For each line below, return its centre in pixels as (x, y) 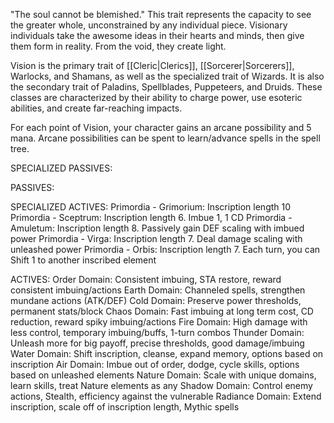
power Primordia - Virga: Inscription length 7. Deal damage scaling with (156, 238)
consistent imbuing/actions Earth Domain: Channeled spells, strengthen (158, 290)
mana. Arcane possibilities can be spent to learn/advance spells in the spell (165, 138)
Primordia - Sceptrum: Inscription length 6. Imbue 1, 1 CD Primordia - (151, 217)
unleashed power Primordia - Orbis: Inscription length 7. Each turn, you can (165, 249)
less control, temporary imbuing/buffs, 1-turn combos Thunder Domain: (157, 332)
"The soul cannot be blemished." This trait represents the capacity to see (161, 14)
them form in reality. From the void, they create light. (118, 46)
